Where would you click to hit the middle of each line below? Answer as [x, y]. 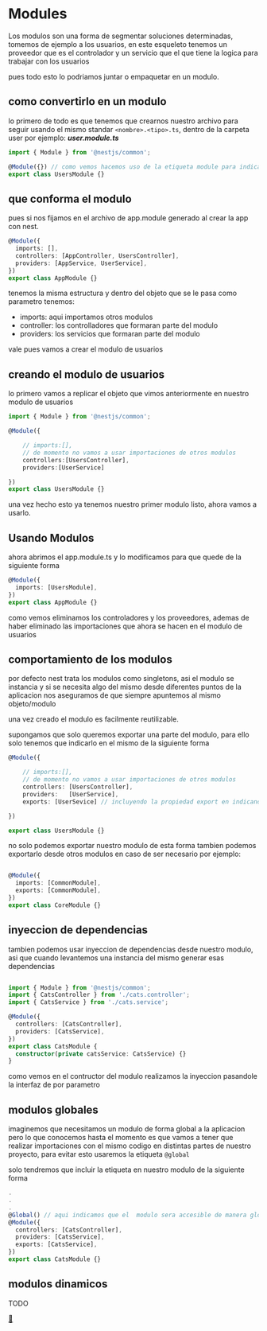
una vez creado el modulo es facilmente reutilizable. [93, 719]
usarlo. [19, 513]
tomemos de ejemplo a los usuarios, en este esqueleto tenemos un [118, 44]
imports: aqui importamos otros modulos [86, 317]
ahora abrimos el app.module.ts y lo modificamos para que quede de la [125, 557]
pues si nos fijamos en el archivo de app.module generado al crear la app [128, 218]
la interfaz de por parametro [54, 1085]
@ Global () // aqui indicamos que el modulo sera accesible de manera [128, 1215]
